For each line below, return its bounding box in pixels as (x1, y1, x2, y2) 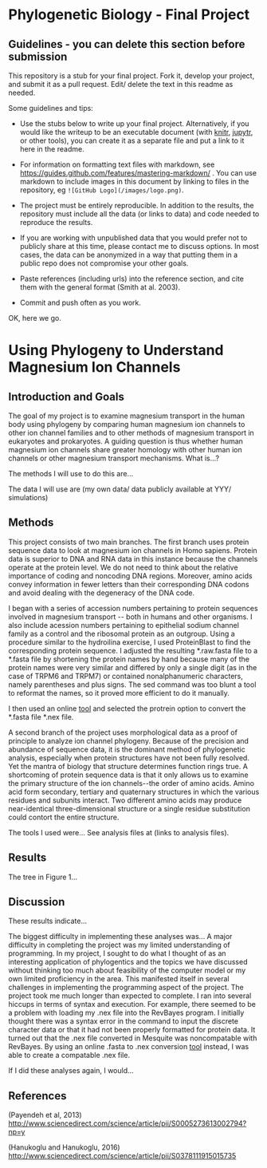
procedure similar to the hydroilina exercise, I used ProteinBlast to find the (8, 637, 251, 647)
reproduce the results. (19, 218, 93, 227)
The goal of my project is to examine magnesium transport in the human (8, 411, 245, 420)
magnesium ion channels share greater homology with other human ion (8, 445, 242, 454)
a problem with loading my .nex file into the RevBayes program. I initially (8, 1008, 245, 1018)
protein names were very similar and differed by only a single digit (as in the (8, 662, 257, 672)
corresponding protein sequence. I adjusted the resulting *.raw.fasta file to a (8, 645, 258, 655)
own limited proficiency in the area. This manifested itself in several (8, 974, 230, 984)
